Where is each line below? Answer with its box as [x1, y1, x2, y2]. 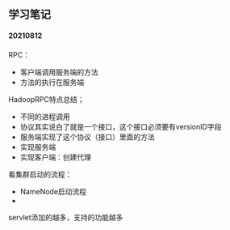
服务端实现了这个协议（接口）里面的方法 [19, 132, 155, 142]
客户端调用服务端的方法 [19, 67, 98, 77]
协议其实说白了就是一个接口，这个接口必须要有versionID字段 [19, 121, 222, 131]
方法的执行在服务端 [19, 77, 85, 87]
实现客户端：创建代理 [19, 152, 91, 162]
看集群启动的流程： [8, 169, 73, 179]
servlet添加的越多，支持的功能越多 [8, 212, 123, 222]
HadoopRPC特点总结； [8, 94, 85, 104]
